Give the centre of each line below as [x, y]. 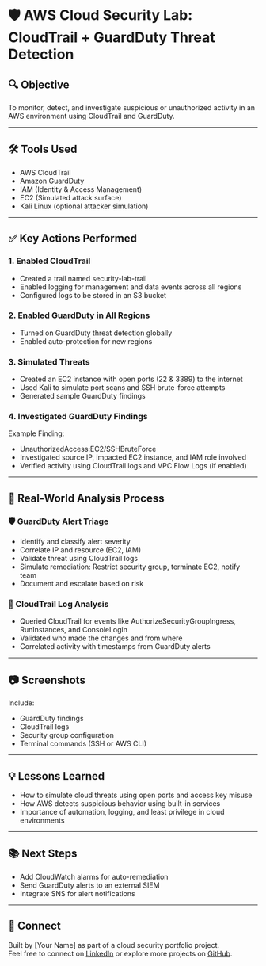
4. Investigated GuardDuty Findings [78, 417]
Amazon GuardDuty [52, 181]
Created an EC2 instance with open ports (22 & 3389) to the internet [131, 379]
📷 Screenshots [47, 680]
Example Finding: [36, 433]
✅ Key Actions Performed [72, 239]
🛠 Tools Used [43, 149]
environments [42, 820]
